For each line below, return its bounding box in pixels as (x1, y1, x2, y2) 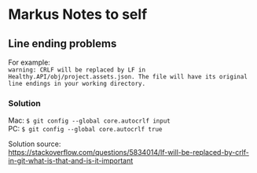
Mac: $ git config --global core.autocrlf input (8, 116, 171, 125)
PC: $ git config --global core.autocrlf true (8, 124, 163, 134)
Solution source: (8, 139, 61, 149)
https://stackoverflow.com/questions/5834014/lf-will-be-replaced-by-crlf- (8, 148, 249, 157)
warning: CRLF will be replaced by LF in (8, 66, 146, 74)
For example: (8, 57, 51, 67)
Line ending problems (8, 37, 117, 50)
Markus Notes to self (8, 6, 148, 24)
